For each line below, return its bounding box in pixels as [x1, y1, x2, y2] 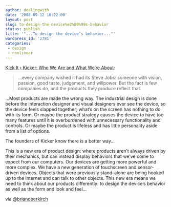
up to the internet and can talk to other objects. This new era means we [5, 175, 156, 181]
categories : [5, 41, 31, 46]
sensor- [137, 164, 155, 170]
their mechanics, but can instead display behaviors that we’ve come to [5, 153, 155, 159]
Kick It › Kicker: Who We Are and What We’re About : [5, 65, 115, 71]
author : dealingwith [5, 7, 50, 13]
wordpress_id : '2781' [5, 36, 52, 42]
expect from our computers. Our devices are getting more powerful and [5, 158, 157, 164]
